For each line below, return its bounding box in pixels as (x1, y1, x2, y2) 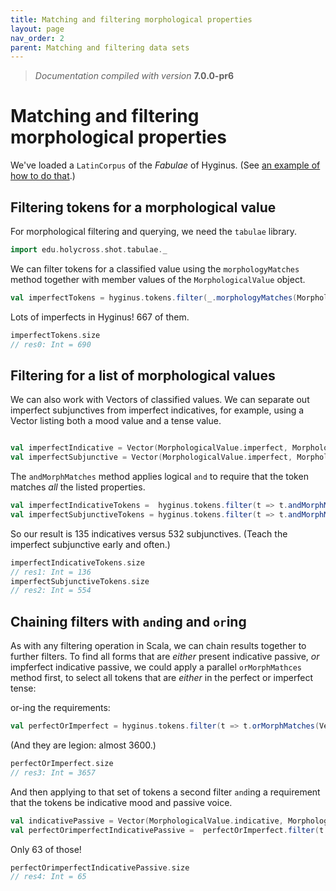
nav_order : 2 (10, 33, 65, 43)
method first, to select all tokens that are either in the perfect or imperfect (10, 672, 313, 684)
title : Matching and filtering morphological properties (10, 14, 253, 25)
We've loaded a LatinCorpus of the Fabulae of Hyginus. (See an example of (10, 159, 321, 171)
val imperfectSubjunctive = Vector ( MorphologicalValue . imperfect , (10, 452, 293, 463)
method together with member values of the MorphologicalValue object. (10, 273, 306, 285)
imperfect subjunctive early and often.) (10, 538, 171, 550)
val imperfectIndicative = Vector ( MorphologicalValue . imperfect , (10, 443, 288, 453)
